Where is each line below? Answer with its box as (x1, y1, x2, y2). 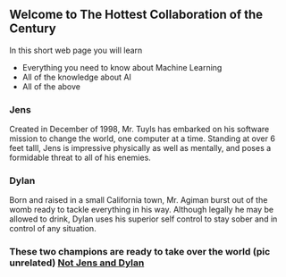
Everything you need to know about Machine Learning (21, 62, 223, 72)
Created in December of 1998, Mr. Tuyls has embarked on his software (9, 124, 270, 135)
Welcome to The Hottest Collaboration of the (9, 7, 264, 22)
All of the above (21, 80, 80, 92)
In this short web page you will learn (9, 45, 143, 55)
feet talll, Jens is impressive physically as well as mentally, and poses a (9, 143, 272, 154)
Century (9, 21, 56, 37)
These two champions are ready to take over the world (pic (9, 246, 271, 258)
